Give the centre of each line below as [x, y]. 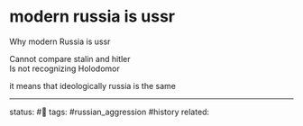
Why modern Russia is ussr [60, 41]
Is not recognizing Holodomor [64, 68]
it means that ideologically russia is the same [92, 85]
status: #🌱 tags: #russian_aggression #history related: [110, 112]
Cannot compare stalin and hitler [70, 58]
